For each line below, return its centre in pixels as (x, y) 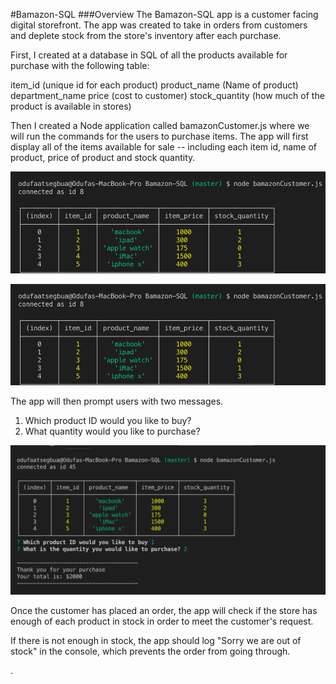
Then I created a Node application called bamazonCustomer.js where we (160, 125)
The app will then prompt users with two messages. (117, 401)
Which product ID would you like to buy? (108, 421)
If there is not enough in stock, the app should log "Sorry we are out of (156, 640)
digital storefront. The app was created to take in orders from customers (159, 25)
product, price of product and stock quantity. (103, 157)
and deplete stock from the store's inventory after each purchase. (146, 35)
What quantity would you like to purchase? (112, 431)
